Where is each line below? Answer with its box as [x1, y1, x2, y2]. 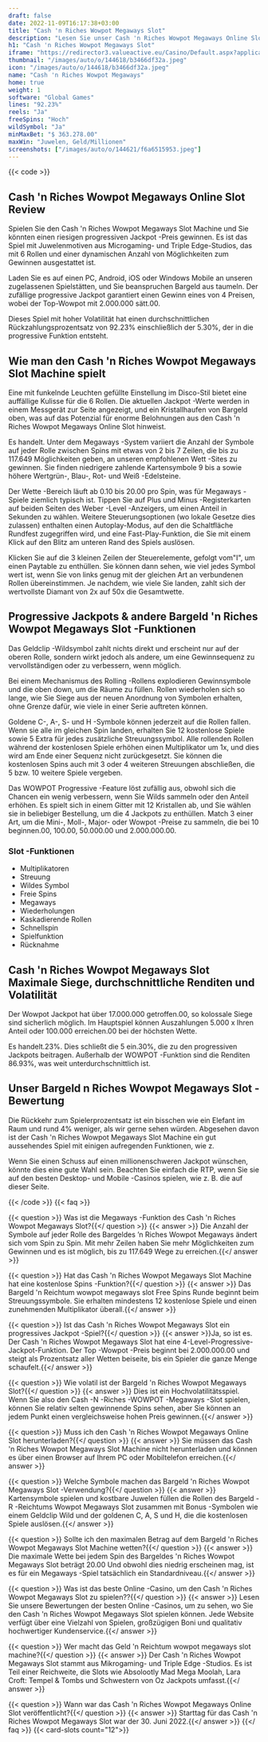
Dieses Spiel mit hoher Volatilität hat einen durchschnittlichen [8, 314, 210, 324]
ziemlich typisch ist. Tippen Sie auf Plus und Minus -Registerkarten [30, 496, 251, 504]
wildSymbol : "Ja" [8, 123, 66, 131]
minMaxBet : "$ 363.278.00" [8, 130, 98, 138]
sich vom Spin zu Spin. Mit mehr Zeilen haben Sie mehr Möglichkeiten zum [8, 1238, 254, 1247]
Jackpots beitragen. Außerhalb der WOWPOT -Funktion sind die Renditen [8, 1050, 250, 1060]
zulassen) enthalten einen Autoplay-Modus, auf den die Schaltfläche [8, 520, 234, 530]
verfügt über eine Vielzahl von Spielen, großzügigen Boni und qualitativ [8, 1618, 242, 1627]
